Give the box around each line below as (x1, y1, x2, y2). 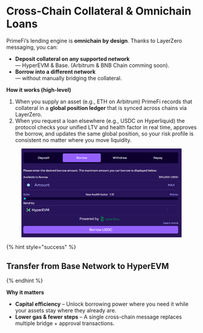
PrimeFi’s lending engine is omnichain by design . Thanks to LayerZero (6, 37, 182, 44)
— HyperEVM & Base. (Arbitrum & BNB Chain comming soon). (14, 62, 170, 69)
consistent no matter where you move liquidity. (14, 136, 132, 143)
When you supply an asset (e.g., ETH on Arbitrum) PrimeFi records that (14, 98, 193, 105)
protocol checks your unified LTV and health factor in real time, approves (14, 123, 197, 131)
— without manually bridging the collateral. (14, 74, 122, 82)
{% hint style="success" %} (6, 244, 77, 251)
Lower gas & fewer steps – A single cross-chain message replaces (14, 313, 182, 320)
